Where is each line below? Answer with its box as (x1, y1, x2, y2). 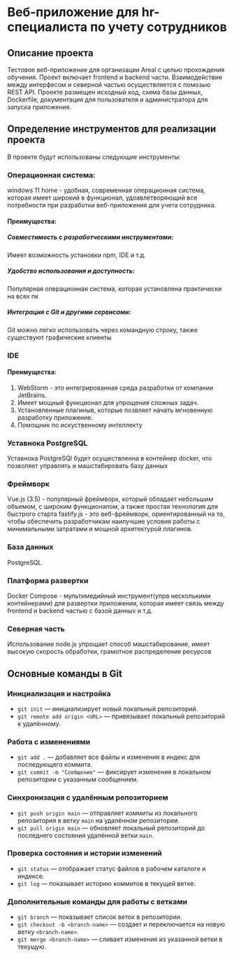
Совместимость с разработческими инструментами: (7, 233, 174, 242)
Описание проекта (7, 47, 94, 59)
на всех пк (7, 292, 39, 300)
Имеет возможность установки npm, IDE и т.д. (7, 250, 146, 259)
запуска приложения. (7, 103, 72, 111)
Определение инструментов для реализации (7, 123, 217, 135)
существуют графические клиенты (7, 333, 112, 341)
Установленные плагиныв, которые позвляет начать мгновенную (17, 406, 213, 414)
